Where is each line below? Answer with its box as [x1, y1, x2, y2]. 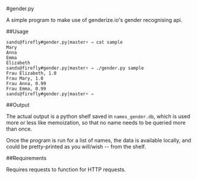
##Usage [6, 28, 29, 35]
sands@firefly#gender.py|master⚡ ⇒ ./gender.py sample [6, 65, 144, 71]
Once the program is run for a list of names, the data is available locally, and [6, 137, 191, 144]
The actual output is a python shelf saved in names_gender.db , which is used [6, 113, 190, 120]
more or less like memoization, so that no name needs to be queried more [6, 119, 186, 126]
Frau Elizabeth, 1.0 [6, 70, 57, 76]
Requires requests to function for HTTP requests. [6, 166, 126, 173]
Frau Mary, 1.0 [6, 76, 44, 82]
